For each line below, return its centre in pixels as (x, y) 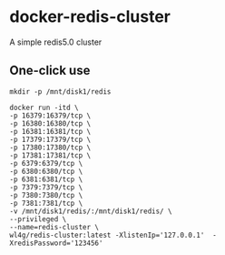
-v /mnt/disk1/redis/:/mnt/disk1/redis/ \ (91, 211)
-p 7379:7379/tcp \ (46, 187)
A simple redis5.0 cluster (56, 42)
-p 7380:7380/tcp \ (46, 195)
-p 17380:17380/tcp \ (50, 148)
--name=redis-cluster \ (54, 227)
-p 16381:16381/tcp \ (50, 131)
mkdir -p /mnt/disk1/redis (60, 92)
